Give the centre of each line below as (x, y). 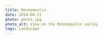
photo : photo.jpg (23, 19)
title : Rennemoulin (26, 10)
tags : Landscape (22, 29)
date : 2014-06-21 (23, 15)
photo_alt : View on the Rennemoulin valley (52, 24)
